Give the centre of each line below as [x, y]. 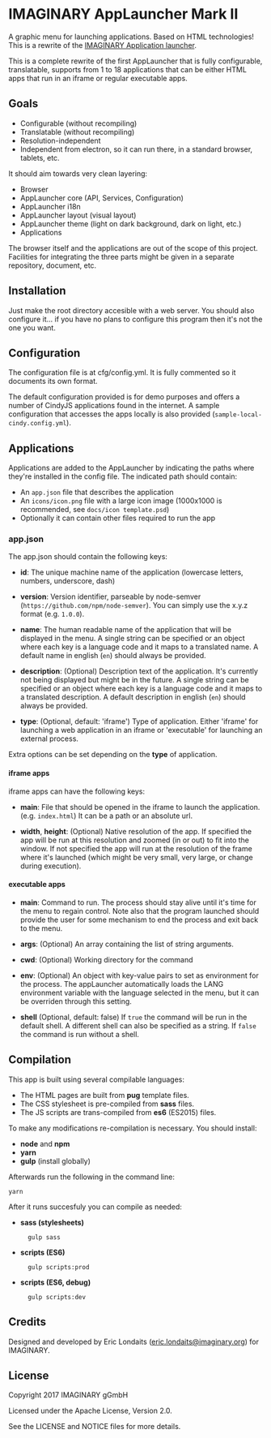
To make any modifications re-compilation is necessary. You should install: [133, 1128]
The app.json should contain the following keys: [88, 557]
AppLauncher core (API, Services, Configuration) [102, 198]
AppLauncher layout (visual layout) [78, 215]
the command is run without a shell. [80, 1034]
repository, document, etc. [53, 265]
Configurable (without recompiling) [78, 123]
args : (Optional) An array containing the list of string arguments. [127, 944]
